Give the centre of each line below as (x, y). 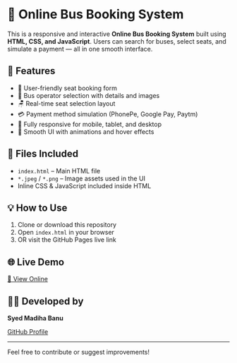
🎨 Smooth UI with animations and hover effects (86, 131)
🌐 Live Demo (36, 262)
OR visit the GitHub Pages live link (67, 240)
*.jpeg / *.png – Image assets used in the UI (81, 178)
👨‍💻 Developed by (45, 301)
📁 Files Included (43, 154)
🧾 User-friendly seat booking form (67, 88)
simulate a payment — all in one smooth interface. (80, 49)
